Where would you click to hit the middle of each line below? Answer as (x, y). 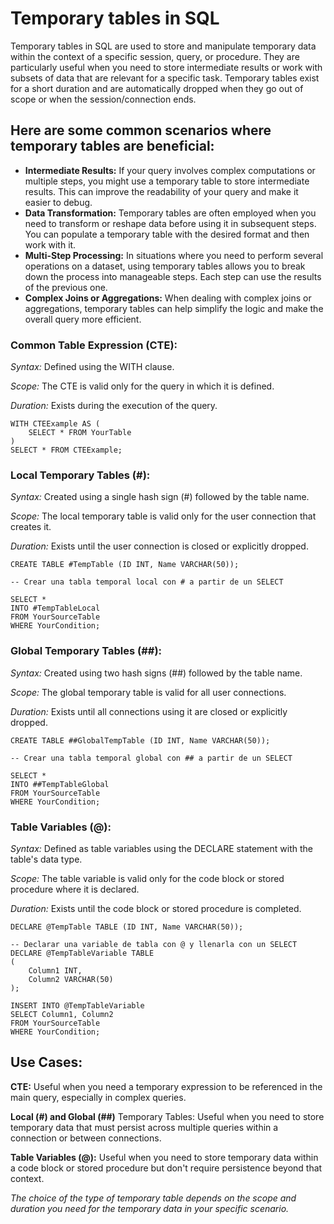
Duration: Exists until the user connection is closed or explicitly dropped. (159, 546)
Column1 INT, (55, 970)
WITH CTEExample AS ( (55, 424)
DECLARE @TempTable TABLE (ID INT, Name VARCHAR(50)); (127, 927)
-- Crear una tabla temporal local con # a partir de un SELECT (147, 582)
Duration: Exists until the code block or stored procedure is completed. (156, 908)
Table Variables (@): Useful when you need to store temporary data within (164, 1157)
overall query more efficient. (83, 319)
